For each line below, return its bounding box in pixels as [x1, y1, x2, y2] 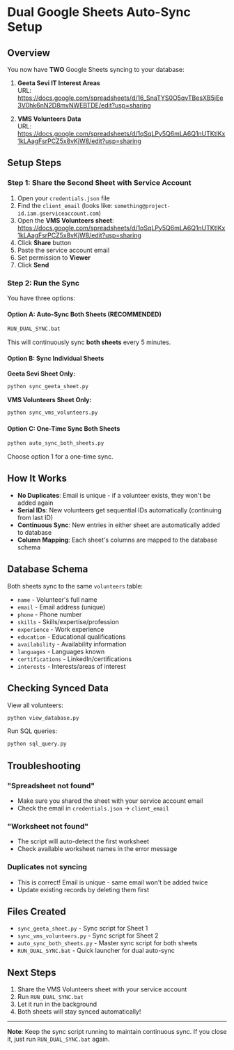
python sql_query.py [7, 741, 68, 748]
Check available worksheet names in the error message [17, 845, 178, 853]
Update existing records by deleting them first [17, 885, 150, 894]
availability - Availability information [17, 639, 127, 648]
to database [17, 528, 52, 536]
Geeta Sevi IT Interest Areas [17, 79, 101, 87]
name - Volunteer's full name [17, 595, 97, 604]
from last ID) [17, 513, 54, 522]
